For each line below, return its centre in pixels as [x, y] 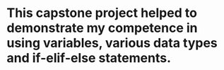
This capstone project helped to [102, 13]
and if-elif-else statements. [89, 58]
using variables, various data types [112, 43]
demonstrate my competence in [102, 28]
